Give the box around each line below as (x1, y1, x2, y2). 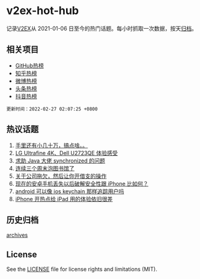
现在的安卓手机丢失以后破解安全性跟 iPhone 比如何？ (15, 180, 149, 187)
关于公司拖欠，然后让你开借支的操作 (15, 172, 107, 180)
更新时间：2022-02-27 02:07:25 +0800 (6, 105, 98, 112)
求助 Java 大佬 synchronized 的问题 (15, 157, 106, 164)
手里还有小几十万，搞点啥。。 (15, 142, 88, 149)
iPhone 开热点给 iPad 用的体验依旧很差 (15, 195, 113, 202)
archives (6, 231, 28, 239)
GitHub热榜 (15, 62, 44, 69)
